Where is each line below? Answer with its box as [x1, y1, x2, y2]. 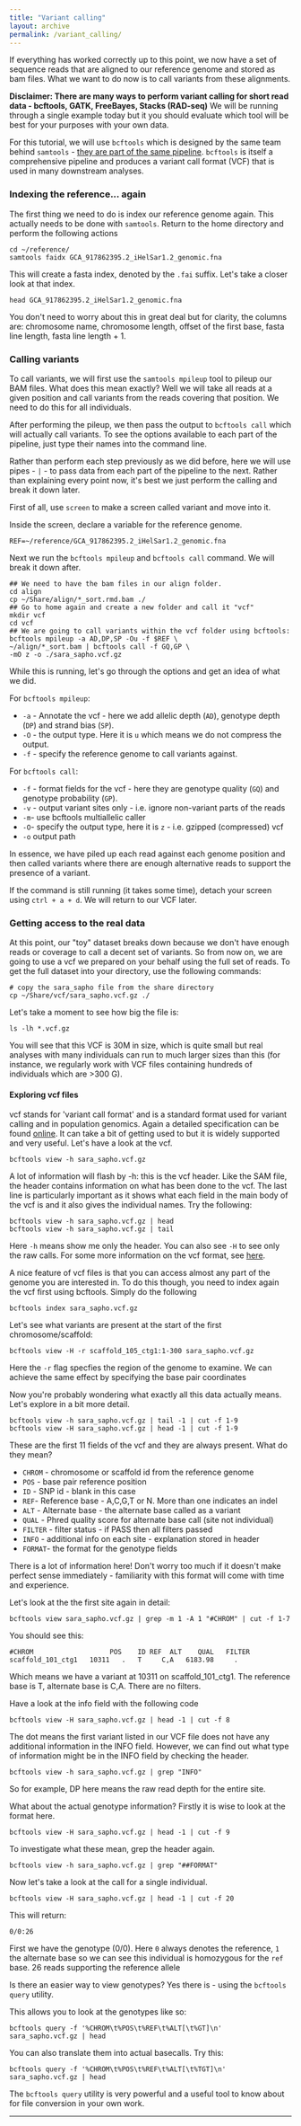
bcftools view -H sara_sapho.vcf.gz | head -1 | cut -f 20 [9, 1894, 235, 1903]
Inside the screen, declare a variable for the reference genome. [9, 518, 243, 530]
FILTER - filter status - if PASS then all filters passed [21, 1524, 213, 1535]
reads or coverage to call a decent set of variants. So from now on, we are [9, 947, 284, 958]
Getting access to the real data [9, 917, 146, 929]
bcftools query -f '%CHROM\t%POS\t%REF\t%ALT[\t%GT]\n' [9, 2024, 222, 2033]
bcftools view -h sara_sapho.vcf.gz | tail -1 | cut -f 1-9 [9, 1416, 239, 1425]
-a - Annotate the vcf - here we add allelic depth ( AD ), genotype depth [21, 710, 280, 721]
